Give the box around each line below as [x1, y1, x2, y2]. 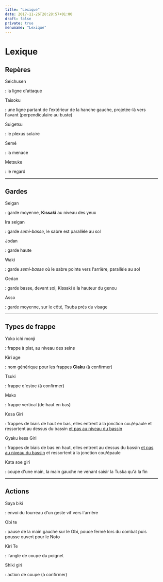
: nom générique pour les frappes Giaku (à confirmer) [5, 364, 113, 370]
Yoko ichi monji [5, 336, 35, 341]
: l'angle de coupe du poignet [5, 552, 64, 558]
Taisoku [5, 97, 21, 103]
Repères [5, 65, 31, 74]
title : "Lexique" [5, 7, 40, 12]
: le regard [5, 169, 26, 174]
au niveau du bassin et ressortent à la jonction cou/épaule [5, 450, 121, 455]
